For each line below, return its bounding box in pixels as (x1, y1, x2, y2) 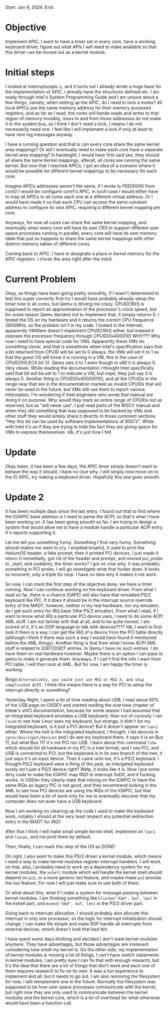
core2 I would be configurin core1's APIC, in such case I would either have (5, 188, 159, 194)
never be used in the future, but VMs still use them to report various (5, 386, 145, 392)
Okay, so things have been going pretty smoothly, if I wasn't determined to (5, 290, 159, 296)
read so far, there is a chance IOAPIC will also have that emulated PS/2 (5, 592, 151, 598)
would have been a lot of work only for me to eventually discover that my (5, 793, 156, 799)
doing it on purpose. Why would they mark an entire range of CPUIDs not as (5, 397, 162, 403)
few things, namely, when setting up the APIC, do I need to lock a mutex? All (5, 99, 162, 105)
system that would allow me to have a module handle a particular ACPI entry (5, 524, 163, 530)
